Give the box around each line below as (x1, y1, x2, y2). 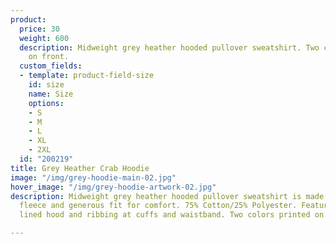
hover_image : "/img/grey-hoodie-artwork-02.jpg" (10, 182, 217, 192)
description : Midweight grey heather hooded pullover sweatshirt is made (10, 191, 325, 201)
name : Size (28, 89, 74, 99)
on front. (28, 52, 70, 62)
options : (28, 98, 65, 108)
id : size (28, 80, 65, 90)
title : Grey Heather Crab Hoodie (10, 163, 150, 173)
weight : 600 (19, 33, 70, 43)
